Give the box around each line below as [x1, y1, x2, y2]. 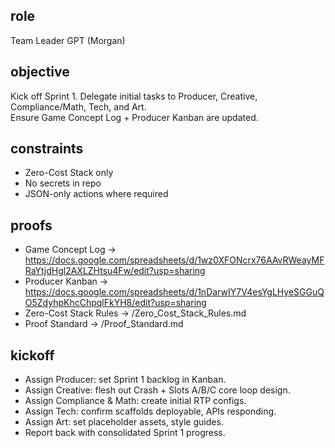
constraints [10, 140, 84, 158]
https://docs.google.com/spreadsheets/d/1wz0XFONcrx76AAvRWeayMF [24, 254, 325, 266]
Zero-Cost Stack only [24, 167, 114, 179]
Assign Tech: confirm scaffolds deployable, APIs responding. [24, 405, 277, 418]
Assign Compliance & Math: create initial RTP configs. [24, 395, 247, 407]
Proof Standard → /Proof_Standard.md [24, 318, 184, 330]
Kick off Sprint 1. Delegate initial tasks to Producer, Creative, [10, 90, 258, 102]
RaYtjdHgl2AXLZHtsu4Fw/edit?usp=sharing [24, 265, 206, 277]
